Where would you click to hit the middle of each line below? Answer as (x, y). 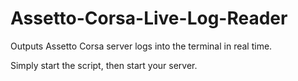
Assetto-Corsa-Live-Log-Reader (149, 18)
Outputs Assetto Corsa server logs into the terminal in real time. (141, 46)
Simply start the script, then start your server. (104, 65)
